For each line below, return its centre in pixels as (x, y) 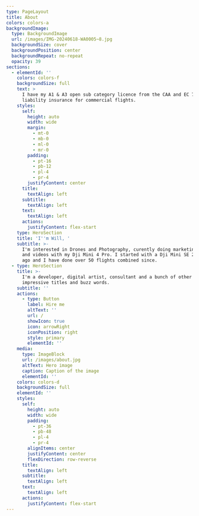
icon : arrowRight (49, 327)
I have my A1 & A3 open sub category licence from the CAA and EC (105, 95)
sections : (18, 67)
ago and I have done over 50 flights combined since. (90, 260)
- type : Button (41, 299)
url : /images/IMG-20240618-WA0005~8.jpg (62, 39)
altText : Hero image (47, 365)
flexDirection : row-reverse (62, 459)
